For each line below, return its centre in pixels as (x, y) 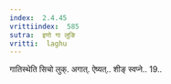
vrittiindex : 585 (44, 26)
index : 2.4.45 (38, 18)
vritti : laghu (38, 43)
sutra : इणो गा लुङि (43, 35)
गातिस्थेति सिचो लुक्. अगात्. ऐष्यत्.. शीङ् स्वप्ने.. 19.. (86, 69)
